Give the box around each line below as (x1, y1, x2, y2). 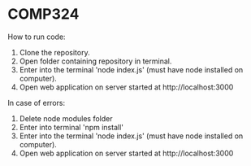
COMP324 (7, 5, 80, 24)
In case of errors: (7, 98, 66, 107)
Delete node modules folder (19, 113, 113, 123)
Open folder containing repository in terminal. (19, 56, 172, 66)
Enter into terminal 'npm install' (19, 122, 123, 132)
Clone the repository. (19, 47, 90, 57)
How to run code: (7, 32, 66, 41)
